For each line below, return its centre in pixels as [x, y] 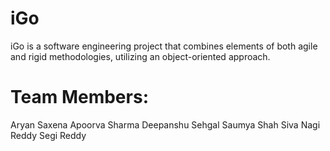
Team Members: [79, 97]
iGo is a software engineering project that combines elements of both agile [164, 46]
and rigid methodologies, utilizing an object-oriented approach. [140, 56]
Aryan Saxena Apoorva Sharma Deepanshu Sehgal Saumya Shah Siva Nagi [165, 124]
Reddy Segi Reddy [48, 135]
